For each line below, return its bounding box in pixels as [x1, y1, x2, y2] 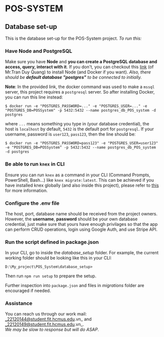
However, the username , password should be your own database [5, 216, 138, 222]
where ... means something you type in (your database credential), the [5, 121, 150, 127]
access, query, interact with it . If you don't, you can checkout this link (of [5, 64, 154, 70]
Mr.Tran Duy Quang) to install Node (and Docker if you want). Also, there [5, 69, 151, 75]
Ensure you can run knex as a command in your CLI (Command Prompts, [5, 172, 150, 178]
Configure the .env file [5, 199, 60, 206]
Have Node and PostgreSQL [5, 48, 72, 54]
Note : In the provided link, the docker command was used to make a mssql [5, 84, 155, 90]
